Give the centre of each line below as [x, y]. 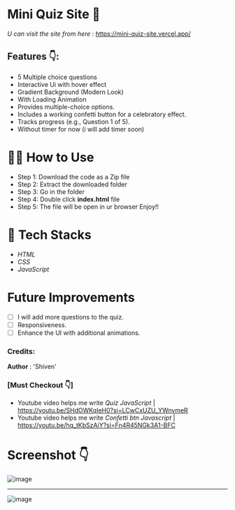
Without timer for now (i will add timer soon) [81, 129]
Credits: [21, 351]
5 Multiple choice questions [57, 77]
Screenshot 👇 [48, 455]
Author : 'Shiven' [32, 366]
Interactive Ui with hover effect [62, 84]
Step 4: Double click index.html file [69, 199]
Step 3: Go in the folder [51, 191]
